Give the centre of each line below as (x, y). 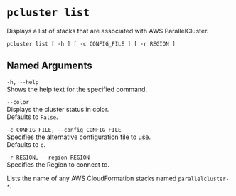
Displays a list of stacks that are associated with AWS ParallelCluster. (108, 31)
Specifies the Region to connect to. (58, 164)
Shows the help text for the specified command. (77, 89)
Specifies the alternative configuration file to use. (79, 137)
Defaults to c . (26, 144)
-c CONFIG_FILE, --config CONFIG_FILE (64, 130)
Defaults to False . (32, 117)
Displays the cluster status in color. (58, 109)
